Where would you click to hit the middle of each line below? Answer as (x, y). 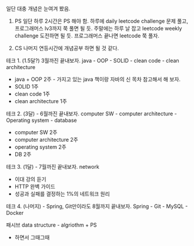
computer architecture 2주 (46, 140)
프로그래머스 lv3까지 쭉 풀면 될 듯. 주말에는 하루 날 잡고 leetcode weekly (98, 28)
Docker (15, 213)
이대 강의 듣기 (30, 179)
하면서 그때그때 (32, 237)
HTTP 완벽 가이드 (35, 187)
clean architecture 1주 (41, 101)
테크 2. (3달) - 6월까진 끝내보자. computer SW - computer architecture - (92, 114)
